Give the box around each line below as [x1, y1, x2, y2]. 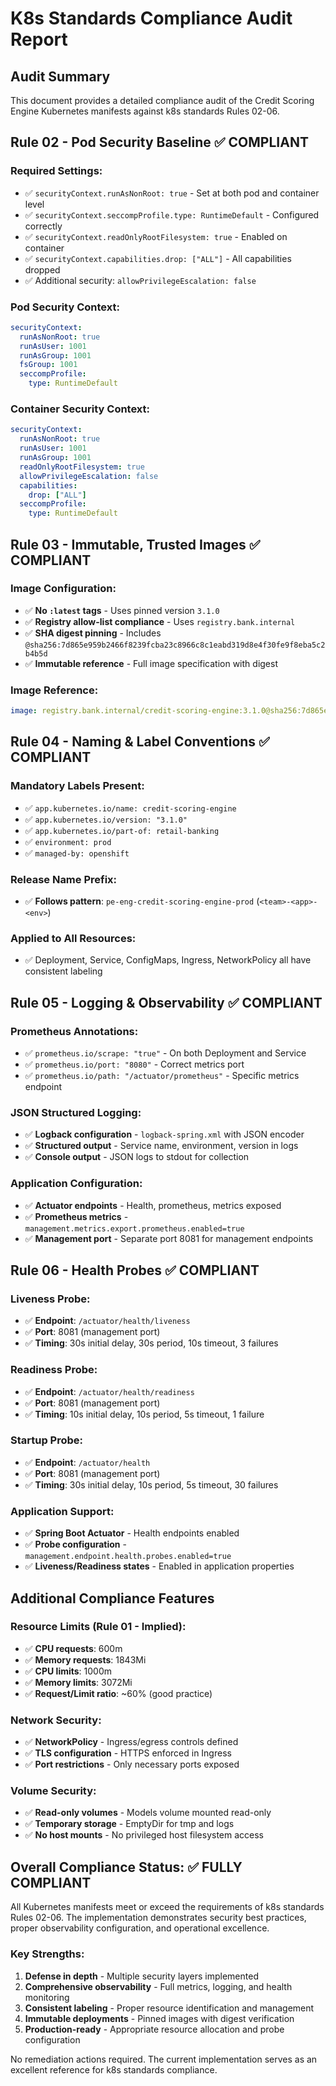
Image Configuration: [10, 582, 117, 596]
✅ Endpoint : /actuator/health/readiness [24, 1385, 195, 1397]
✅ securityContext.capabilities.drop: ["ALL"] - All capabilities [24, 252, 292, 264]
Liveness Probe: [10, 1292, 91, 1306]
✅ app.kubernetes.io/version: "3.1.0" [24, 813, 188, 825]
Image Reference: [10, 683, 99, 697]
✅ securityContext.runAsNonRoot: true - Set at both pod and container [24, 187, 320, 199]
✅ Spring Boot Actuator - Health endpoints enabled [24, 1527, 240, 1539]
